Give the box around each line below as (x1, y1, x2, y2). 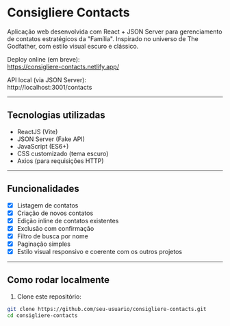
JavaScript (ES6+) (16, 142, 69, 150)
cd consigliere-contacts (7, 312, 78, 319)
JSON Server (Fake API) (16, 135, 86, 143)
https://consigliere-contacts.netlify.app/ (7, 62, 120, 71)
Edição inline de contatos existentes (16, 216, 119, 225)
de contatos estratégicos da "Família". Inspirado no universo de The (7, 34, 199, 42)
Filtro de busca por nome (16, 231, 89, 240)
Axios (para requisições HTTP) (16, 156, 104, 165)
